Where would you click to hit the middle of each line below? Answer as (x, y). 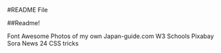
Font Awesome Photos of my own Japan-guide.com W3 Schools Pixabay (111, 36)
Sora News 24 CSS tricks (43, 43)
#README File (28, 10)
